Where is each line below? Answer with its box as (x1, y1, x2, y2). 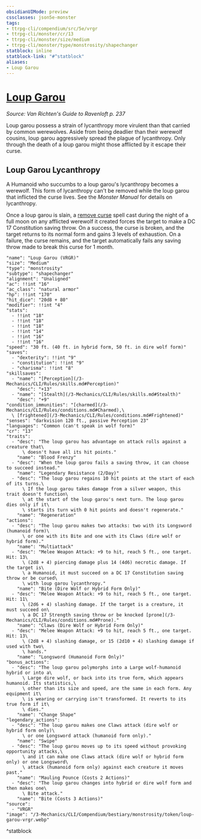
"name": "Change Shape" (17, 712, 77, 718)
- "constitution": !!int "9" (11, 360, 85, 366)
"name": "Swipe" (17, 738, 58, 744)
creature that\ (6, 444, 44, 450)
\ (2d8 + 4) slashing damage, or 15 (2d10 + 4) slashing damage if (22, 639, 195, 645)
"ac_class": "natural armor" (6, 286, 79, 293)
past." (6, 769, 23, 776)
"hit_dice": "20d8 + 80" (6, 297, 68, 303)
